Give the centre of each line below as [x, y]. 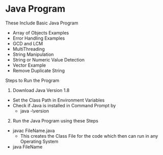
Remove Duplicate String [39, 70]
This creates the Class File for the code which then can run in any [89, 136]
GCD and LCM [28, 43]
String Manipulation [33, 54]
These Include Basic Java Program [42, 23]
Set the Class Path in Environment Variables [59, 100]
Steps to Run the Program [32, 80]
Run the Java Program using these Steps [55, 120]
